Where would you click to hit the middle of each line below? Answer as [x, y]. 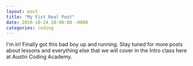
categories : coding [30, 28]
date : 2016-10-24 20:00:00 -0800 [47, 22]
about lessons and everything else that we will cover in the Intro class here [96, 51]
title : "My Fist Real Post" [41, 17]
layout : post [22, 11]
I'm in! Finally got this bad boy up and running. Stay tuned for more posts [94, 44]
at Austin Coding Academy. [39, 57]
